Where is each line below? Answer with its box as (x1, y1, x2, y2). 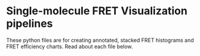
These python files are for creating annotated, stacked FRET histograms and (6, 36, 194, 43)
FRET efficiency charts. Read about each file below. (6, 43, 133, 50)
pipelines (6, 17, 53, 30)
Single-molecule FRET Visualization (6, 4, 188, 18)
